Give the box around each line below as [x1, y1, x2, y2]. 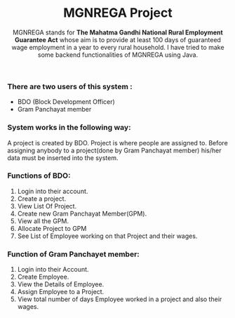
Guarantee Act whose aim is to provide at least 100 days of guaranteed [15, 35, 221, 44]
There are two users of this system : [7, 81, 133, 91]
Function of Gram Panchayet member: [7, 249, 140, 259]
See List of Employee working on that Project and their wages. [17, 232, 198, 240]
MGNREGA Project [62, 5, 173, 21]
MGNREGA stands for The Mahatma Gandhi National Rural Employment [13, 28, 223, 37]
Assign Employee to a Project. [17, 288, 105, 296]
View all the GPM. [17, 216, 69, 225]
